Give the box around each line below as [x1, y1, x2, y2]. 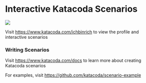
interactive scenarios [5, 34, 48, 40]
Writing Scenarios [5, 46, 49, 53]
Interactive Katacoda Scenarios [5, 3, 138, 15]
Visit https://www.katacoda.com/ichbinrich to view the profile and [5, 28, 139, 35]
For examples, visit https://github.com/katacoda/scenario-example [5, 72, 141, 78]
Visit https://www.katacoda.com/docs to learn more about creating [5, 57, 142, 63]
